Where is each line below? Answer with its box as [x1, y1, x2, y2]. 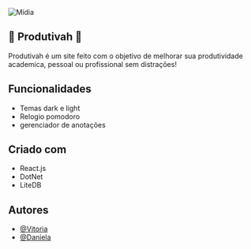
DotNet [19, 172, 43, 181]
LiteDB [19, 180, 42, 190]
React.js [19, 164, 47, 173]
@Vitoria [19, 225, 48, 234]
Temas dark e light [19, 103, 81, 113]
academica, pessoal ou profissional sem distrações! [8, 59, 178, 69]
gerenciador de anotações [19, 120, 107, 129]
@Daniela [19, 232, 51, 242]
